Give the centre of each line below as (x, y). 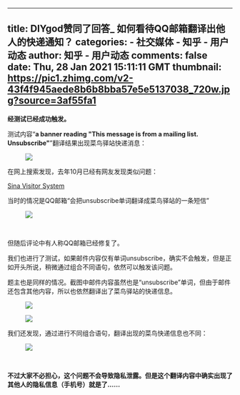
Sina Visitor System (36, 186)
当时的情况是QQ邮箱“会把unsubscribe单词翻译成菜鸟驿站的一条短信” (108, 200)
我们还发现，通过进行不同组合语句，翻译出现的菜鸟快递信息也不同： (107, 333)
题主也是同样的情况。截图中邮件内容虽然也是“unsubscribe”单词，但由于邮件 (119, 282)
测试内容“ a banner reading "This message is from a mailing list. (103, 134)
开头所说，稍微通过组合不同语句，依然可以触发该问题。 (95, 267)
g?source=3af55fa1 (52, 101)
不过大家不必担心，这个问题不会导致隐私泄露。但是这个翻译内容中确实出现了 (120, 375)
